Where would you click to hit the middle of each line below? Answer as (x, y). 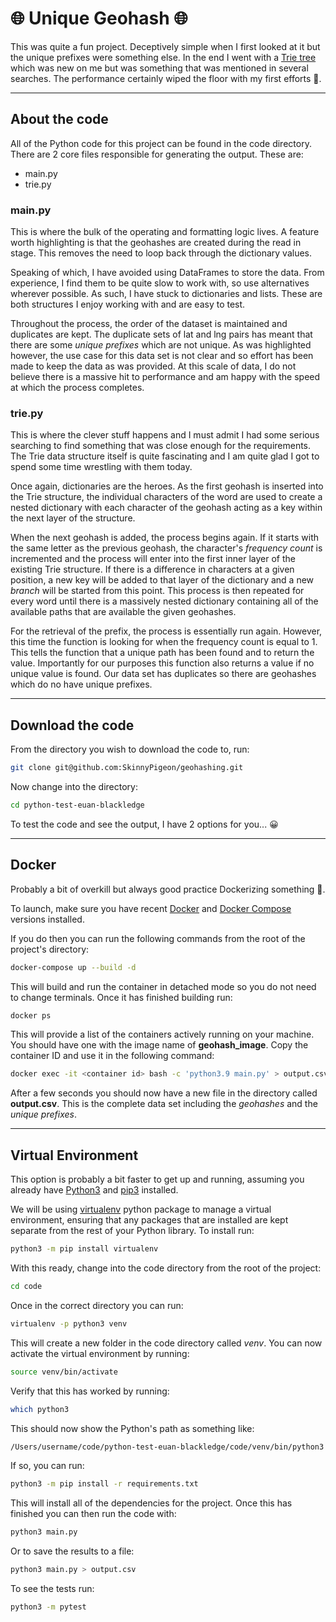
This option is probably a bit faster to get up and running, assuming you (157, 1179)
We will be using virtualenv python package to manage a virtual (141, 1209)
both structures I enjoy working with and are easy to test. (128, 304)
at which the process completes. (77, 388)
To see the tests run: (52, 1589)
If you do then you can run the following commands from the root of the (158, 938)
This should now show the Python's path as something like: (132, 1428)
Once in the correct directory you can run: (97, 1305)
